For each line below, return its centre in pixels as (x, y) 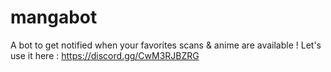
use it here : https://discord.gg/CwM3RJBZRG (105, 55)
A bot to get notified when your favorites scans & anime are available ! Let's (166, 45)
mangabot (54, 17)
